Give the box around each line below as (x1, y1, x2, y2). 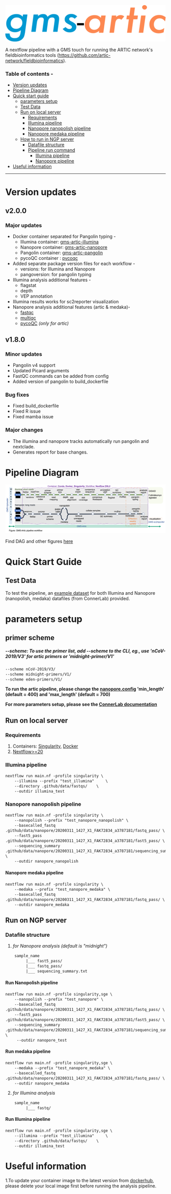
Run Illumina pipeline (5, 1116, 51, 1122)
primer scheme (5, 634, 55, 642)
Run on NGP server (5, 916, 67, 925)
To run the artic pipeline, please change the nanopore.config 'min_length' (5, 686, 164, 692)
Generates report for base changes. (12, 449, 88, 455)
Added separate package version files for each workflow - (12, 261, 135, 267)
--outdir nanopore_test (16, 1038, 67, 1043)
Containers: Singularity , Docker (12, 743, 78, 749)
